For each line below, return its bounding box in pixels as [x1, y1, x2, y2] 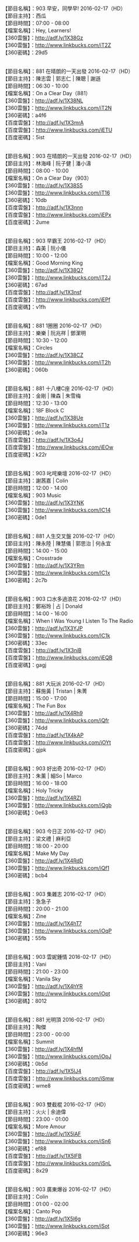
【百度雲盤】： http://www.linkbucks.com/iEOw [2, 444, 113, 451]
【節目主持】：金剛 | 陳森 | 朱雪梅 [2, 392, 81, 399]
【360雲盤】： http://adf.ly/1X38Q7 [2, 267, 84, 274]
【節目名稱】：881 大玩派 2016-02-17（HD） [2, 680, 109, 687]
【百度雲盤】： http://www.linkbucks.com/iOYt [2, 739, 112, 746]
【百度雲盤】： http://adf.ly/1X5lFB [2, 1153, 82, 1159]
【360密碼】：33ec [2, 639, 48, 646]
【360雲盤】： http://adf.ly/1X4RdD [2, 857, 84, 864]
